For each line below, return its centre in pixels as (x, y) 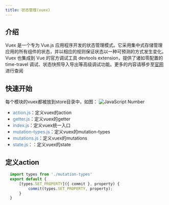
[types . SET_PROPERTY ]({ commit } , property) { (69, 184)
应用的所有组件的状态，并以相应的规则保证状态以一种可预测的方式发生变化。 (86, 52)
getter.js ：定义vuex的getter (41, 119)
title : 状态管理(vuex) (28, 10)
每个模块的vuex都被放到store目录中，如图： (52, 102)
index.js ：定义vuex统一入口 (41, 125)
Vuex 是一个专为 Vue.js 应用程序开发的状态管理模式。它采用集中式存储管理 (84, 45)
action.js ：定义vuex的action (42, 112)
